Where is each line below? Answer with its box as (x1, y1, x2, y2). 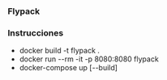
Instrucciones (7, 27, 64, 38)
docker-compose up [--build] (19, 63, 118, 73)
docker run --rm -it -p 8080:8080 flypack (19, 54, 159, 64)
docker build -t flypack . (19, 46, 101, 56)
